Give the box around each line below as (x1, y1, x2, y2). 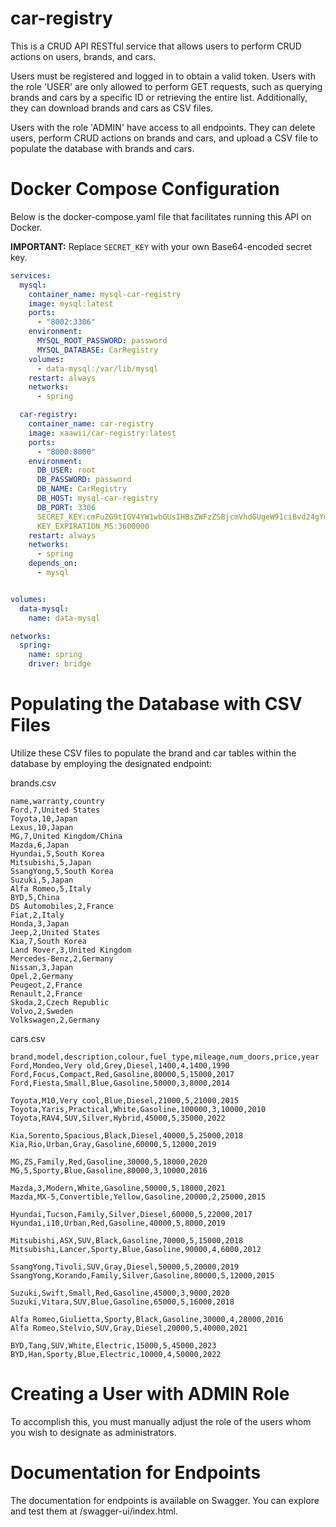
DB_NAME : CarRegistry (36, 484, 128, 494)
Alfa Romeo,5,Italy (10, 883, 92, 894)
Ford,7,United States (10, 805, 101, 815)
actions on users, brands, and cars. (10, 50, 157, 62)
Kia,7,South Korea (10, 936, 87, 946)
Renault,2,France (10, 988, 83, 999)
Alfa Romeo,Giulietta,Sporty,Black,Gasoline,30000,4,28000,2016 (10, 1314, 284, 1324)
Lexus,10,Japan (10, 822, 74, 832)
